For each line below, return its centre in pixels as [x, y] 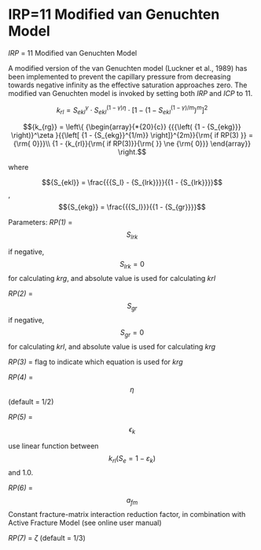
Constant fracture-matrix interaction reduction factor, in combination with [127, 514]
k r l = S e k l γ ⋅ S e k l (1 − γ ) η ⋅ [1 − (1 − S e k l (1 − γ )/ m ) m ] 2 [132, 110]
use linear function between [53, 446]
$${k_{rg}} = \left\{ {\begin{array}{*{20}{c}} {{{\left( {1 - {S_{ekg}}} [132, 127]
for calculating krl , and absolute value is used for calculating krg [112, 346]
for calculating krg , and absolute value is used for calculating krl [112, 278]
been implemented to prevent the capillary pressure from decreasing [119, 76]
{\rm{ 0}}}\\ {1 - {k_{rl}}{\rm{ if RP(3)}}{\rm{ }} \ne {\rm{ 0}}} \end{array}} [132, 144]
